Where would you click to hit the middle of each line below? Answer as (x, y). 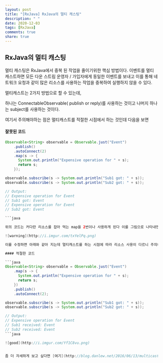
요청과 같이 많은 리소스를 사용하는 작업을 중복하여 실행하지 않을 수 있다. (85, 82)
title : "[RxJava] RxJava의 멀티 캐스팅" (43, 14)
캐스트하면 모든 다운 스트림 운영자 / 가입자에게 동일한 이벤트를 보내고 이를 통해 (79, 76)
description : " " (23, 18)
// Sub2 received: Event (30, 329)
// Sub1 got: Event (25, 200)
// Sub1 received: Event (30, 325)
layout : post (18, 9)
